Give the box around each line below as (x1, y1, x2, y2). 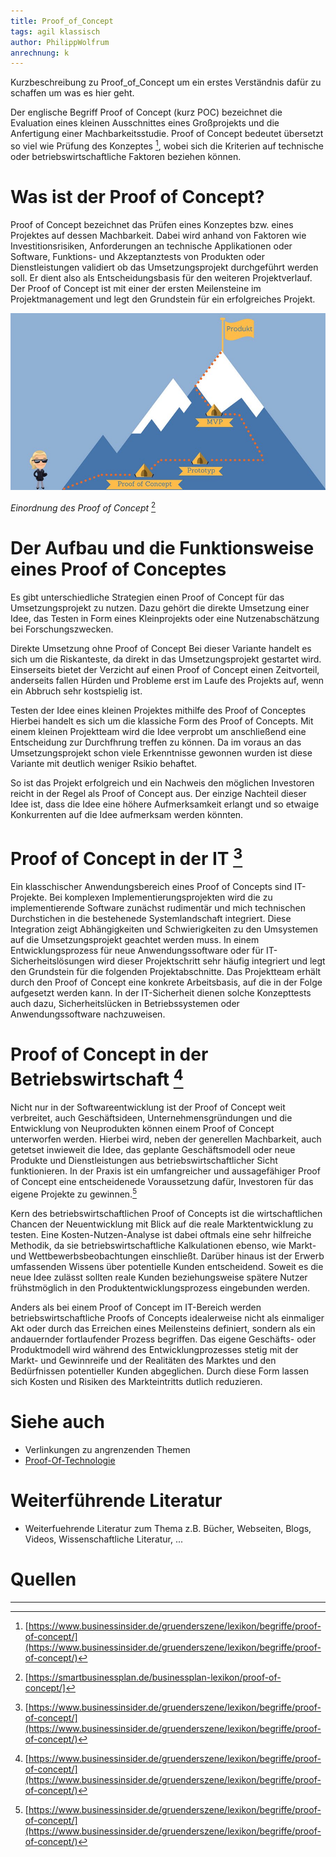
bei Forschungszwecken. (10, 623, 114, 635)
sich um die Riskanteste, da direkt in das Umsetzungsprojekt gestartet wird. (10, 653, 322, 665)
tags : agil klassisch (10, 26, 101, 37)
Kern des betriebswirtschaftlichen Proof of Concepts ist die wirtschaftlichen (10, 1207, 323, 1219)
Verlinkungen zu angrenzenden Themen (24, 1443, 191, 1455)
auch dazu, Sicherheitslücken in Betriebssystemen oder (10, 998, 240, 1010)
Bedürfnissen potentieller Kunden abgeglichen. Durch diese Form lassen (10, 1365, 309, 1377)
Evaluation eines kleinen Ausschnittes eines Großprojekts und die (10, 117, 280, 129)
